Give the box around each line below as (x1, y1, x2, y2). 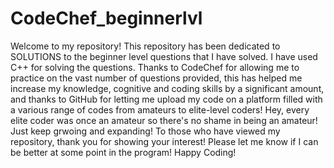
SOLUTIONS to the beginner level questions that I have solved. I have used (10, 50, 318, 62)
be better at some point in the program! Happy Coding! (10, 146, 237, 158)
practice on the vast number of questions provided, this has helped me (10, 72, 303, 84)
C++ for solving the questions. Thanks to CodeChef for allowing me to (10, 61, 300, 73)
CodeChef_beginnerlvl (10, 7, 203, 30)
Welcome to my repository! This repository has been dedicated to (10, 40, 281, 52)
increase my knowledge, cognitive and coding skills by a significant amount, (10, 82, 325, 94)
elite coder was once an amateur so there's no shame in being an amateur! (10, 114, 318, 126)
